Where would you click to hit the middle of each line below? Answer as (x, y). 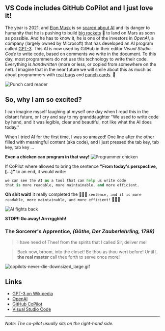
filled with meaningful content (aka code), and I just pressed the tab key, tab (82, 142)
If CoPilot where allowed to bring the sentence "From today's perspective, (81, 166)
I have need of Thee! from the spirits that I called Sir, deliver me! (82, 242)
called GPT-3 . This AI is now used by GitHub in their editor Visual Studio (78, 48)
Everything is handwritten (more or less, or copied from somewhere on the (81, 64)
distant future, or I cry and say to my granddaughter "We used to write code (82, 117)
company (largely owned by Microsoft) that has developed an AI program (79, 43)
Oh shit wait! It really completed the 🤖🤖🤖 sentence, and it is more (73, 194)
